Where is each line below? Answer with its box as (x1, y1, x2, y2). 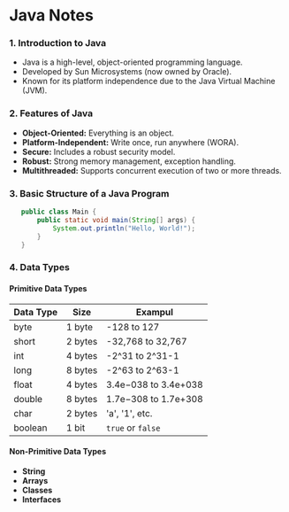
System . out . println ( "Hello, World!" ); (52, 223, 196, 233)
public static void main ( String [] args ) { (36, 215, 196, 224)
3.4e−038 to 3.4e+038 (105, 378, 203, 391)
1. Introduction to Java (9, 37, 107, 50)
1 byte (65, 321, 94, 333)
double (13, 392, 42, 405)
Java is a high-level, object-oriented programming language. (21, 57, 243, 67)
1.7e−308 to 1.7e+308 (105, 392, 203, 405)
